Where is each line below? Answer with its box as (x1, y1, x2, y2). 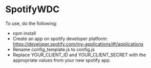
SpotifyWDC (5, 4, 60, 15)
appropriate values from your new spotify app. (12, 57, 111, 63)
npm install (12, 30, 36, 36)
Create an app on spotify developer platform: (12, 36, 108, 42)
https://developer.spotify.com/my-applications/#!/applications (12, 41, 144, 47)
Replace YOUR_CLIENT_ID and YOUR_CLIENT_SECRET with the (12, 52, 146, 58)
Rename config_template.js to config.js (12, 46, 95, 52)
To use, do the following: (5, 20, 57, 26)
